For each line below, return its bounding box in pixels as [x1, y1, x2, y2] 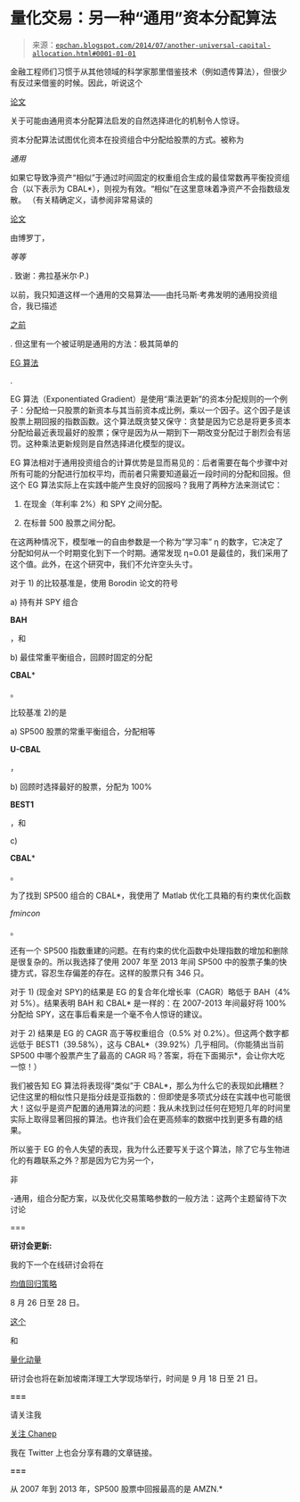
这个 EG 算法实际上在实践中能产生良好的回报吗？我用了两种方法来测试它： [10, 479, 283, 490]
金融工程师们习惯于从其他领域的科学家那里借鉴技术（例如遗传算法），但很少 [10, 66, 288, 77]
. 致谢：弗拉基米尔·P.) [10, 270, 90, 281]
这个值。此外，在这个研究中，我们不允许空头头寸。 [10, 559, 198, 569]
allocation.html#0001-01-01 [31, 49, 136, 58]
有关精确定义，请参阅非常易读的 [35, 194, 153, 205]
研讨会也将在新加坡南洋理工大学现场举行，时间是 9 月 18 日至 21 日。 [10, 1373, 263, 1383]
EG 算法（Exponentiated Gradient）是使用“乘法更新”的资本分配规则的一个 [10, 394, 280, 404]
